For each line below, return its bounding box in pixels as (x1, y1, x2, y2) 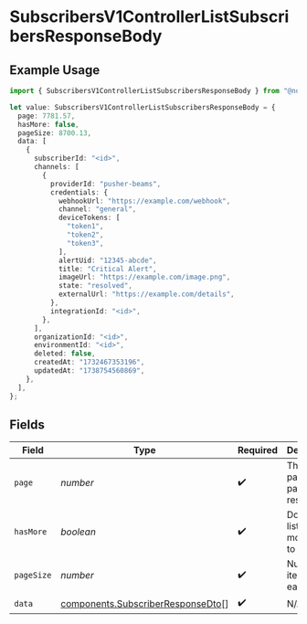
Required (237, 444, 279, 457)
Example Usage (9, 62, 101, 78)
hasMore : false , (17, 120, 79, 129)
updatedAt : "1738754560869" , (33, 366, 145, 375)
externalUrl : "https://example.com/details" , (58, 290, 235, 299)
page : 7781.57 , (17, 111, 76, 121)
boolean (60, 525, 96, 538)
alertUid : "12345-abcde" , (58, 256, 157, 265)
